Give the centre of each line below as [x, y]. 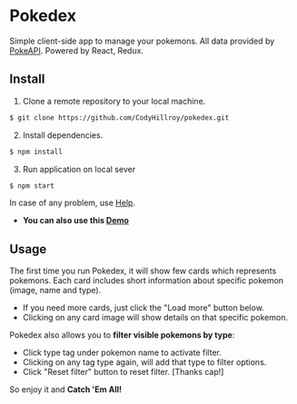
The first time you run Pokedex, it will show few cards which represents [143, 271]
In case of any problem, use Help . [73, 203]
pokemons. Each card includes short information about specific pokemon [147, 281]
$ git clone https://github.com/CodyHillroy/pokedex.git [119, 118]
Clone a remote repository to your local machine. [114, 101]
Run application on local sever [79, 169]
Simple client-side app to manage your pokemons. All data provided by [142, 41]
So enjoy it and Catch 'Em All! [66, 389]
